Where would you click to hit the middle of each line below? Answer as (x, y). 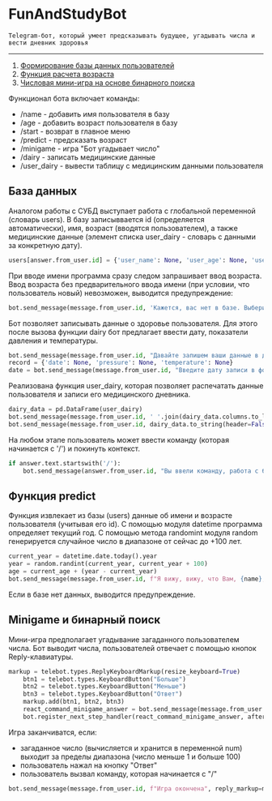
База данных (43, 191)
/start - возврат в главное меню (75, 131)
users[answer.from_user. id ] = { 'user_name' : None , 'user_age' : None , (128, 260)
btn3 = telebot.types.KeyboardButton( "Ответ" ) (103, 694)
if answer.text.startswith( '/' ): (65, 463)
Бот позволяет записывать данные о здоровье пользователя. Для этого (133, 323)
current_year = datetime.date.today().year (83, 556)
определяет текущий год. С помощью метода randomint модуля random (133, 533)
